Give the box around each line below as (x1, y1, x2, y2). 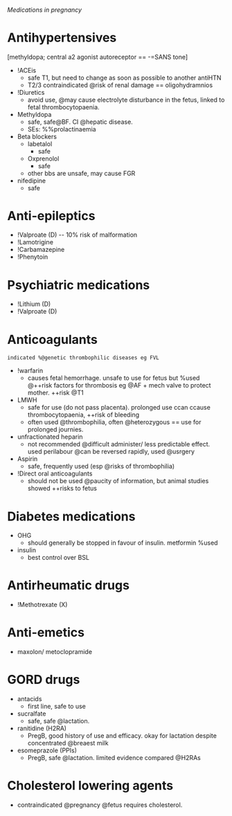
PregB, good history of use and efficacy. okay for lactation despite (27, 732, 217, 740)
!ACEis (17, 66, 37, 74)
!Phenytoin (17, 253, 48, 261)
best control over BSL (27, 554, 90, 562)
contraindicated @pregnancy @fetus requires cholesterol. (17, 801, 183, 809)
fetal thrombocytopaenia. (27, 102, 100, 111)
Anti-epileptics (7, 208, 96, 224)
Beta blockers (17, 132, 57, 140)
